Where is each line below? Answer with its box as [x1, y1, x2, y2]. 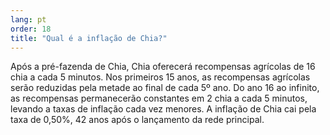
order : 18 [10, 24, 52, 34]
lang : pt [10, 14, 47, 25]
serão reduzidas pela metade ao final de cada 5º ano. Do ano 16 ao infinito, [10, 82, 320, 94]
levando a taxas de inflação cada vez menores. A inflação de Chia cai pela [10, 103, 317, 115]
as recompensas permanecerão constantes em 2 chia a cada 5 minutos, [10, 92, 308, 105]
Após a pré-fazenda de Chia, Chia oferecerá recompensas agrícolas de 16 [10, 61, 316, 73]
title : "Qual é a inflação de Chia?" [10, 33, 168, 43]
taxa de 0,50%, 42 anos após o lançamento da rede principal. [10, 114, 265, 126]
